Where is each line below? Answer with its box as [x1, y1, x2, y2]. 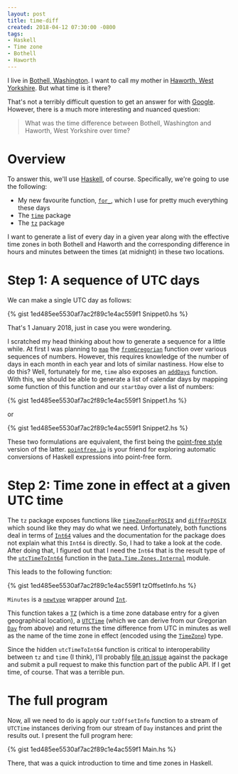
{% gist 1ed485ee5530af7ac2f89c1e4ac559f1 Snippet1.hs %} [7, 396, 187, 405]
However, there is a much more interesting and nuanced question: [7, 104, 200, 114]
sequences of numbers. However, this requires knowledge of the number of [7, 352, 229, 361]
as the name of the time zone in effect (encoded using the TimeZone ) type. [7, 631, 224, 640]
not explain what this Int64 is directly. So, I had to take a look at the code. [7, 538, 222, 547]
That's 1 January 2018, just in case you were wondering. [7, 323, 172, 332]
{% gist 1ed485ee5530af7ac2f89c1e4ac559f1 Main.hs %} [7, 745, 176, 753]
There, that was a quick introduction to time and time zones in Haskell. [7, 758, 213, 767]
